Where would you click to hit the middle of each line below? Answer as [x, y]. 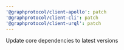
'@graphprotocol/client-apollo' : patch [56, 12]
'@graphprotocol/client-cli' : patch [52, 18]
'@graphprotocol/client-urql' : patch [53, 23]
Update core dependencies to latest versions [62, 41]
